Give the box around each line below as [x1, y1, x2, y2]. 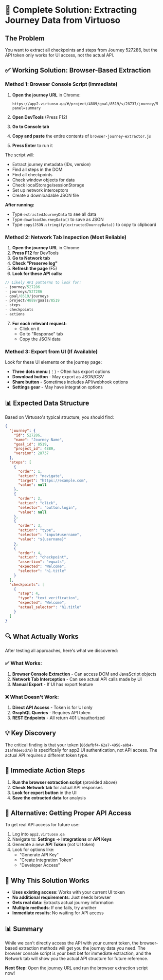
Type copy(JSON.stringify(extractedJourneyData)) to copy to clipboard [12, 222, 157, 227]
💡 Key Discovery [5, 729, 56, 737]
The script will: [5, 152, 35, 158]
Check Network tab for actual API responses [12, 784, 103, 790]
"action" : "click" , [18, 500, 57, 505]
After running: [5, 202, 35, 207]
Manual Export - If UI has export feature [12, 681, 93, 687]
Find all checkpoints [12, 171, 53, 177]
